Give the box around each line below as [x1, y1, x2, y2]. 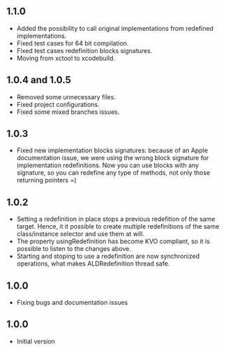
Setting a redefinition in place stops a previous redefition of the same [16, 215, 216, 223]
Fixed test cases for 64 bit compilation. [16, 38, 129, 48]
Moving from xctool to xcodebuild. [16, 54, 116, 62]
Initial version [16, 337, 55, 345]
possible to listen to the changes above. [16, 245, 132, 253]
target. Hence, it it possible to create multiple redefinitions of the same [16, 222, 220, 231]
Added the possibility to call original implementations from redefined [16, 24, 214, 32]
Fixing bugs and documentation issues [16, 299, 128, 307]
